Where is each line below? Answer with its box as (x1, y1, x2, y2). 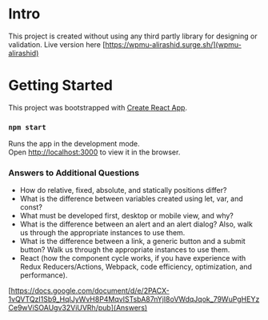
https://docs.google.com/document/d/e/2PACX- (10, 286, 170, 296)
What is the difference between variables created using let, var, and (19, 194, 244, 204)
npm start (8, 122, 46, 132)
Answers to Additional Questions (8, 167, 140, 178)
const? (19, 202, 42, 212)
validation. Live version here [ (8, 39, 106, 49)
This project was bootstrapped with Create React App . (8, 102, 188, 112)
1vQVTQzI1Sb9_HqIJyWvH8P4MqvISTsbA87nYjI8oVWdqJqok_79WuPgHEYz (8, 294, 260, 304)
